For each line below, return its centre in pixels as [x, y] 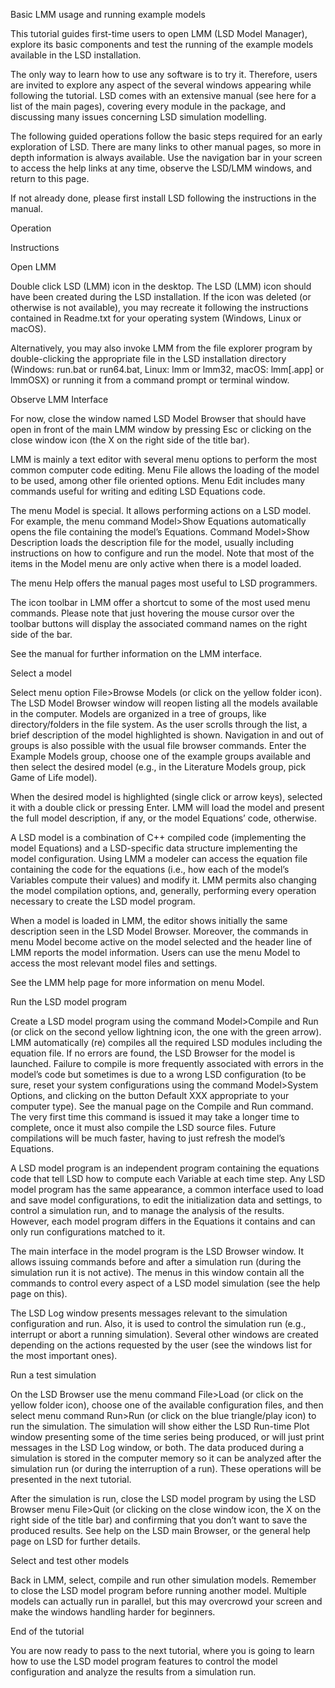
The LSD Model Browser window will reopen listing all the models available [164, 703]
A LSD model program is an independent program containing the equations [165, 1168]
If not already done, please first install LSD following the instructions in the [163, 198]
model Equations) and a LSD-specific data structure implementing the [154, 848]
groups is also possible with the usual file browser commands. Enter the [158, 745]
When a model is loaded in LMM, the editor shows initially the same [149, 920]
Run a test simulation [53, 1375]
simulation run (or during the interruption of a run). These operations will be [166, 1468]
